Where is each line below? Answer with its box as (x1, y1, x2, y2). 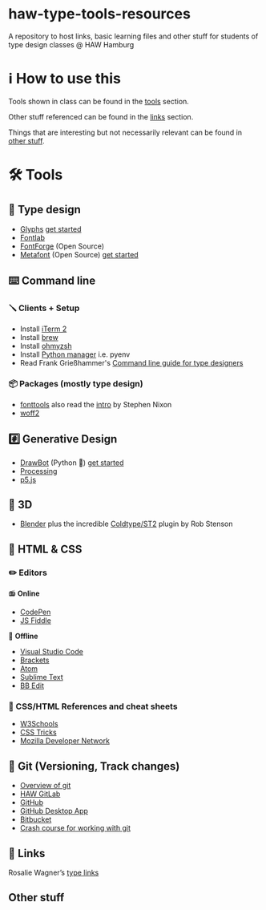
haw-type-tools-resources (8, 5, 191, 23)
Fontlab (19, 233, 46, 242)
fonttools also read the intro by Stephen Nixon (19, 399, 172, 409)
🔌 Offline (8, 631, 38, 641)
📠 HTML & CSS (8, 542, 83, 556)
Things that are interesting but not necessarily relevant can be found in (8, 127, 243, 137)
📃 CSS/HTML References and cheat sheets (8, 701, 178, 712)
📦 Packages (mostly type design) (8, 378, 143, 390)
